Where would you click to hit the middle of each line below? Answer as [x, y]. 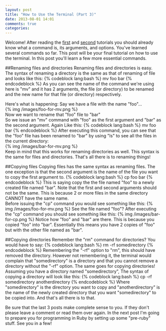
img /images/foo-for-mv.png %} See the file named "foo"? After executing [81, 209]
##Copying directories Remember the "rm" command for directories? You [80, 240]
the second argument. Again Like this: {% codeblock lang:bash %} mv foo [81, 125]
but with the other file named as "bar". [44, 230]
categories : [17, 28]
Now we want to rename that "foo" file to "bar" [53, 114]
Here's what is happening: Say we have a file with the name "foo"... [74, 104]
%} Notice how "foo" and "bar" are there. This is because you [91, 220]
